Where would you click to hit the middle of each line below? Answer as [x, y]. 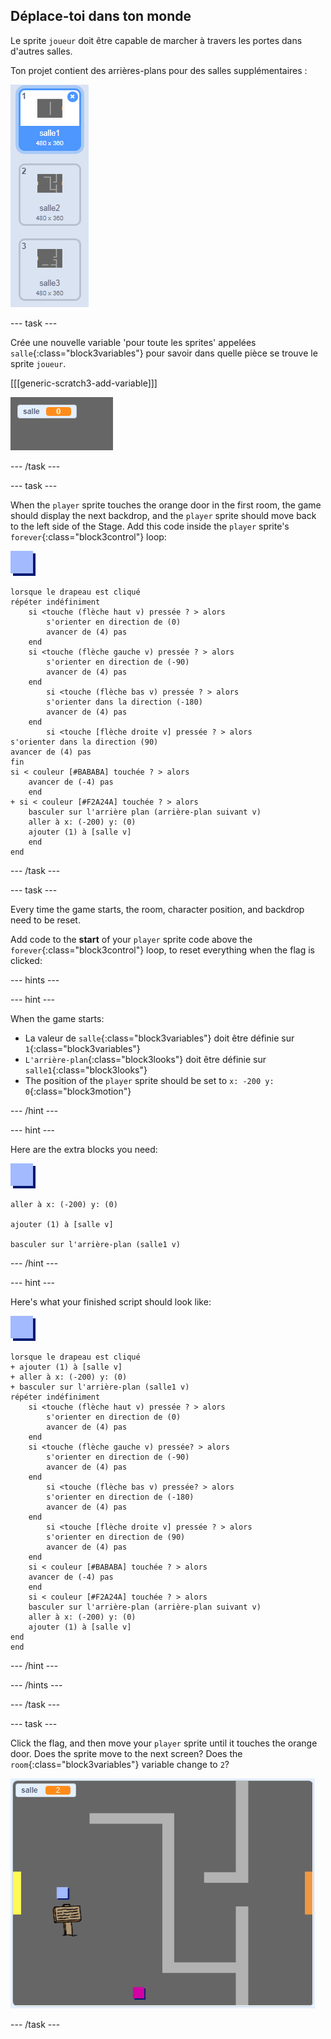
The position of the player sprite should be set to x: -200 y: [149, 1080]
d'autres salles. [41, 51]
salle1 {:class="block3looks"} [86, 1070]
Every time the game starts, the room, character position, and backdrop [157, 909]
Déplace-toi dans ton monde [101, 16]
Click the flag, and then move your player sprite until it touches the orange [164, 1743]
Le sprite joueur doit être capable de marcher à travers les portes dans [156, 40]
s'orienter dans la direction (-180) [124, 702]
